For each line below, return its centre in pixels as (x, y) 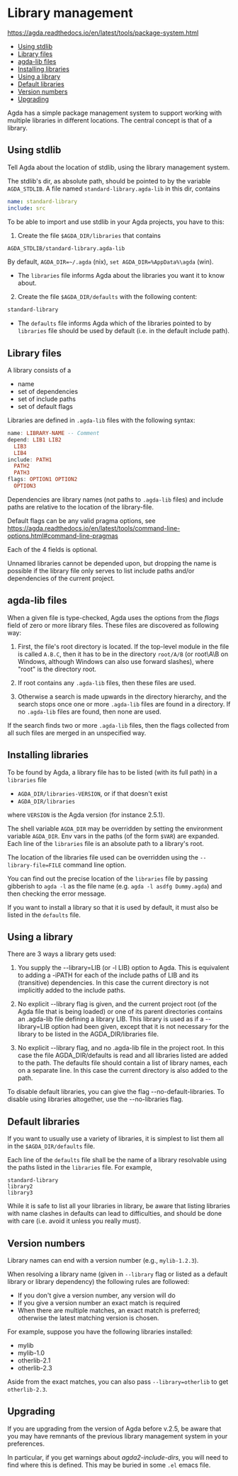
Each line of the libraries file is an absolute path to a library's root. (106, 843)
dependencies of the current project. (61, 578)
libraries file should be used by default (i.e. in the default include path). (124, 331)
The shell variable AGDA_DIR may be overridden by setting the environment (115, 828)
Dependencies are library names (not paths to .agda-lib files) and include (115, 499)
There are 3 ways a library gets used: (62, 954)
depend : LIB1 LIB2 (34, 440)
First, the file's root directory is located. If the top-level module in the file (123, 646)
